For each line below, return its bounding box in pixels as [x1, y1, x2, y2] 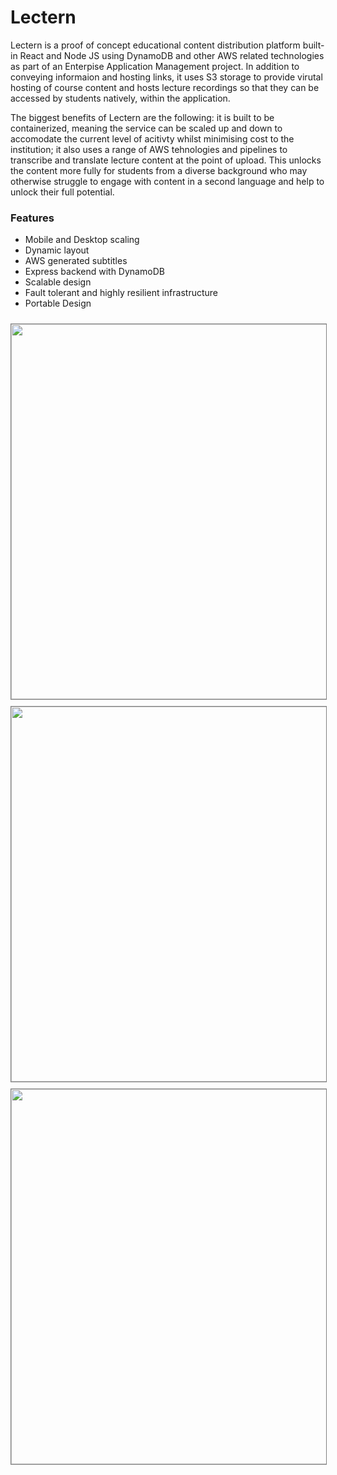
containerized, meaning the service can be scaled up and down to [10, 122, 283, 134]
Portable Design [24, 297, 92, 310]
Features [10, 211, 55, 225]
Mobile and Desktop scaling [24, 234, 140, 246]
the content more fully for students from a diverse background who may [10, 164, 308, 176]
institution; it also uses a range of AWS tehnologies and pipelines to [10, 143, 288, 155]
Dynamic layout [24, 244, 90, 256]
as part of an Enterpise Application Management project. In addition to [10, 60, 300, 72]
